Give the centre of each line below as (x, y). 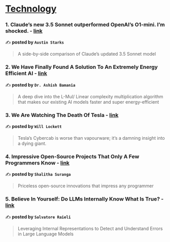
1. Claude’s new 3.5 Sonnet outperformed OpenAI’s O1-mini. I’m (85, 25)
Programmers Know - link (38, 163)
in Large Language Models (45, 234)
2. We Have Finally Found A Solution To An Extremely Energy (82, 67)
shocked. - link (24, 31)
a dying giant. (32, 144)
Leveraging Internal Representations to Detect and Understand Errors (90, 228)
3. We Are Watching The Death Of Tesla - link (62, 115)
